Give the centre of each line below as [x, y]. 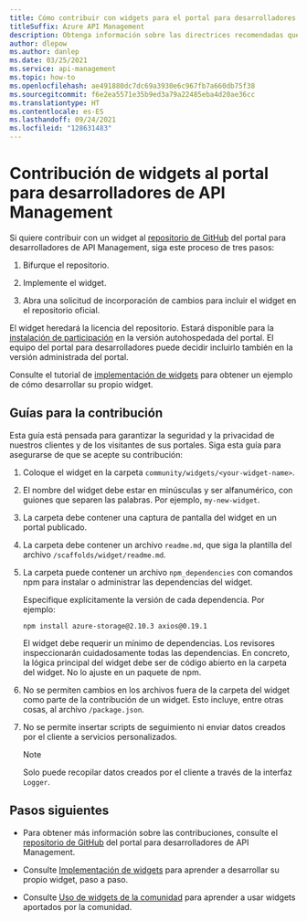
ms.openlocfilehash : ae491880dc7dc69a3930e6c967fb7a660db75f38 [132, 86]
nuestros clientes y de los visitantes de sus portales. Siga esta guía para [145, 445]
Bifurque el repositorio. [66, 265]
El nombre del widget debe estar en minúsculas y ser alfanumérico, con [158, 490]
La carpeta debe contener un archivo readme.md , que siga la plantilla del [157, 545]
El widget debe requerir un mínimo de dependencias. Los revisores [149, 643]
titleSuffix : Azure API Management [77, 26]
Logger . [36, 781]
